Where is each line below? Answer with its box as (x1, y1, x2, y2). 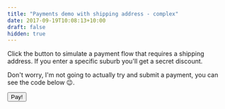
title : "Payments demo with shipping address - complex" (7, 10, 179, 18)
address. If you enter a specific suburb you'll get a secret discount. (7, 57, 203, 66)
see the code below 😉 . (7, 79, 75, 87)
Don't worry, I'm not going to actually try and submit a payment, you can (7, 71, 219, 79)
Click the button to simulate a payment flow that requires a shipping (7, 50, 204, 58)
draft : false (7, 23, 46, 30)
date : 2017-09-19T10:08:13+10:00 (7, 17, 106, 24)
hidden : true (7, 30, 46, 38)
